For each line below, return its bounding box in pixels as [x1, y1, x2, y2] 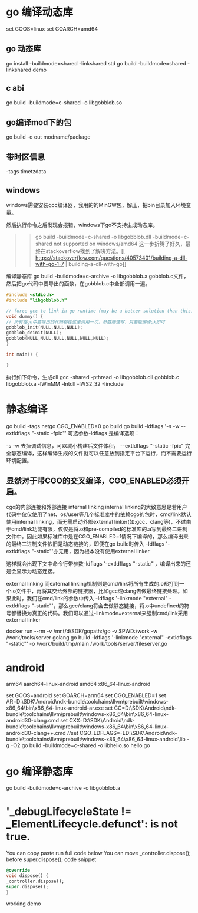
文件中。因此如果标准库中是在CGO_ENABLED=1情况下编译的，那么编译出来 [6, 533, 189, 540]
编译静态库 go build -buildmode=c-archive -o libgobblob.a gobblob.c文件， [6, 272, 189, 280]
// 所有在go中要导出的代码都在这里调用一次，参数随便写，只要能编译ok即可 [6, 319, 165, 325]
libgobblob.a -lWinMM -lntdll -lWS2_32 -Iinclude [6, 380, 124, 387]
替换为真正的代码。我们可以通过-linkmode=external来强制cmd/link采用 [16, 610, 189, 617]
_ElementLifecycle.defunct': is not [6, 817, 178, 831]
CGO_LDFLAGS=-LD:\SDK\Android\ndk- [79, 730, 177, 737]
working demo [6, 900, 41, 907]
